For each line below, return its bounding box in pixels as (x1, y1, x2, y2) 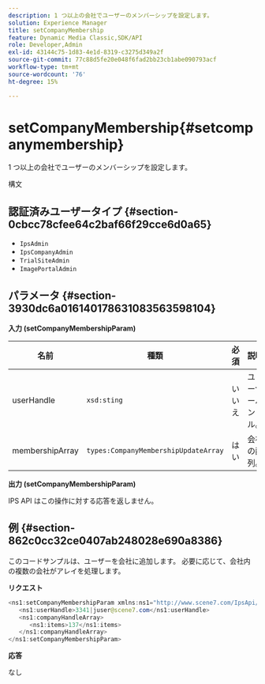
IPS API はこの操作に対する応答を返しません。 (8, 496, 159, 506)
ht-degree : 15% (8, 77, 58, 85)
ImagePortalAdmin (19, 266, 77, 274)
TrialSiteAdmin (19, 257, 70, 265)
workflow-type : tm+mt (8, 63, 80, 71)
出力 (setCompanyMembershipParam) (8, 479, 136, 489)
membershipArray (12, 445, 79, 456)
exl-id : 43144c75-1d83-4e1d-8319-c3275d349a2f (8, 48, 164, 56)
